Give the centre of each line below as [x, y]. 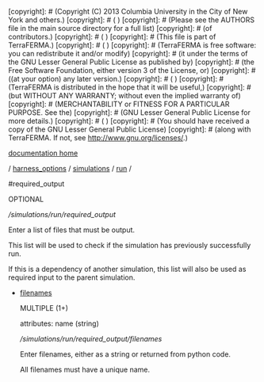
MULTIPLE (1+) [44, 308]
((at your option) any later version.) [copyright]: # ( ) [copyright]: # [116, 79]
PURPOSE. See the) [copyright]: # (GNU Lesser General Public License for [130, 113]
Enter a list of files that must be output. [72, 230]
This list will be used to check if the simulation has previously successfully [130, 245]
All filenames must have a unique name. [85, 369]
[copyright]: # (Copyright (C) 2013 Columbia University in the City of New [128, 11]
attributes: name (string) [59, 323]
